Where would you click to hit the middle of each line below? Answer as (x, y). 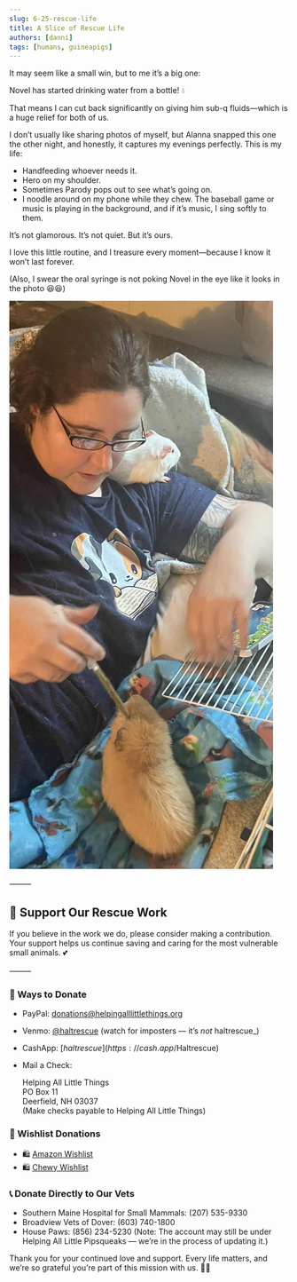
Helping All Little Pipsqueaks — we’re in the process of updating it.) (145, 1241)
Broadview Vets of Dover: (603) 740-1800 (98, 1222)
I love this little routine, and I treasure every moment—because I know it (140, 252)
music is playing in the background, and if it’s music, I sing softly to (144, 209)
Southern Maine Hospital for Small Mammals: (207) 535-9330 (135, 1213)
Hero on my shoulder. (62, 180)
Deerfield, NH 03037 (60, 1102)
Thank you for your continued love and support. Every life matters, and (138, 1258)
